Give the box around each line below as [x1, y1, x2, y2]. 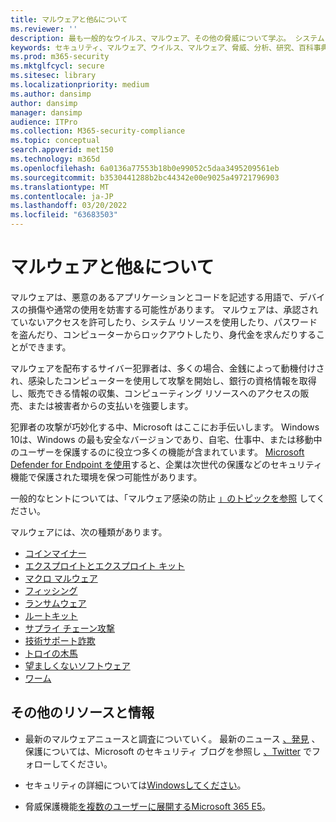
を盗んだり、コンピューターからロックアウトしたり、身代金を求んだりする [10, 328, 317, 340]
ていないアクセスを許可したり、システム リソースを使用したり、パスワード [10, 316, 318, 328]
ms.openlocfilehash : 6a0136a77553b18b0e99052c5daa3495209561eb [10, 163, 280, 173]
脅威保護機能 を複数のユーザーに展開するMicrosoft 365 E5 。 [24, 800, 272, 812]
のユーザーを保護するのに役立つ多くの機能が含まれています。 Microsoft [10, 446, 305, 458]
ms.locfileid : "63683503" [10, 210, 118, 220]
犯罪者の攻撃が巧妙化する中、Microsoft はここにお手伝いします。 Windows [10, 421, 320, 433]
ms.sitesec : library [10, 71, 97, 81]
